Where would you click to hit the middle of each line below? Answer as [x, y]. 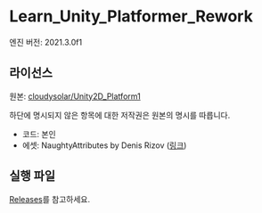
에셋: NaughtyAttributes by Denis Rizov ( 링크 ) [104, 145]
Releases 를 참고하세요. [50, 199]
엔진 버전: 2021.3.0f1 [46, 42]
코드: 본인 [39, 134]
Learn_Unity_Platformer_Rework [131, 16]
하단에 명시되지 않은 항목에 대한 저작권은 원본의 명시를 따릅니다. [120, 115]
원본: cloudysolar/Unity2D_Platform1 [75, 96]
